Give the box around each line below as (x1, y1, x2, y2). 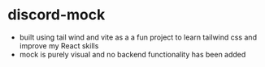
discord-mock (7, 6, 106, 24)
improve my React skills (19, 40, 99, 50)
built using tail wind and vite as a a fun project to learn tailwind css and (19, 32, 258, 42)
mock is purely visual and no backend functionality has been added (19, 49, 246, 59)
